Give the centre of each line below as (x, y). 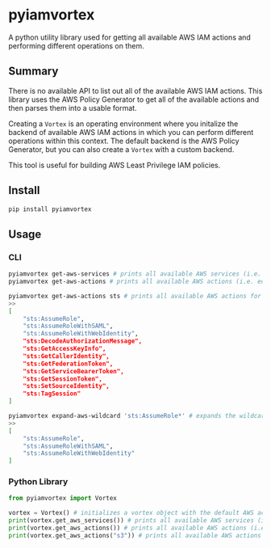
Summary (33, 72)
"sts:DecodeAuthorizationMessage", (83, 341)
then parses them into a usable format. (73, 107)
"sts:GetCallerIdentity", (67, 356)
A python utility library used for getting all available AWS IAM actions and (130, 37)
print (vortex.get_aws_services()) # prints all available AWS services (131, 521)
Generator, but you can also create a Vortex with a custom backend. (121, 149)
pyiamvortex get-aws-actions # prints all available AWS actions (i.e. (131, 281)
